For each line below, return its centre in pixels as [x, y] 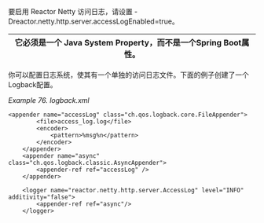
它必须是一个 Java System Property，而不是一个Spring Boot [128, 43]
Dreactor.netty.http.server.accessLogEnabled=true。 [93, 21]
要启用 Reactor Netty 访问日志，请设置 [70, 11]
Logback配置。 [33, 84]
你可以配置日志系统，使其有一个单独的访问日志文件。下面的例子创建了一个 [128, 75]
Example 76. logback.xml [49, 100]
